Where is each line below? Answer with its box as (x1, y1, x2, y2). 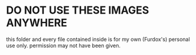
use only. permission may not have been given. (6, 42, 121, 49)
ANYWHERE (6, 16, 68, 30)
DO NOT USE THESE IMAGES (6, 4, 149, 17)
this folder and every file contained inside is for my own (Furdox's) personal (6, 35, 190, 43)
